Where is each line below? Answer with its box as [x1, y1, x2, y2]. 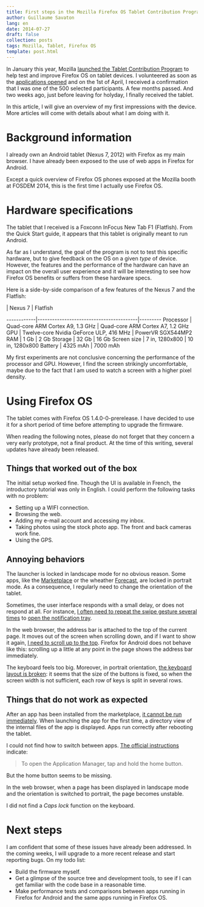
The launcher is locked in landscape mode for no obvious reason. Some [6, 570, 186, 578]
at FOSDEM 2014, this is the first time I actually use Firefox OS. [6, 182, 163, 189]
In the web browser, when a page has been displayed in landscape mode [6, 783, 189, 791]
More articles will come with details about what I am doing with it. [6, 109, 170, 116]
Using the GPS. [15, 536, 53, 544]
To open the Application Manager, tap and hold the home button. [21, 760, 183, 767]
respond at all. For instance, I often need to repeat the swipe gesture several [6, 608, 197, 615]
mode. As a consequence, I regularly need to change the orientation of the [6, 583, 193, 590]
